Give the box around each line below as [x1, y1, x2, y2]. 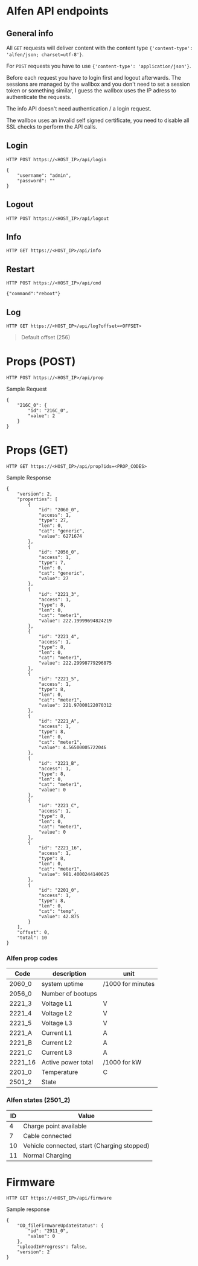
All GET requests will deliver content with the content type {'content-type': [6, 44, 193, 51]
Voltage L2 [41, 1009, 72, 1018]
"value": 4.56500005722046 [38, 744, 107, 750]
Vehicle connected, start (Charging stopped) [23, 1141, 150, 1149]
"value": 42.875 [38, 913, 80, 919]
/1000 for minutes [103, 980, 155, 988]
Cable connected [23, 1131, 72, 1140]
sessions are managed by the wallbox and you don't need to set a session [6, 80, 190, 88]
